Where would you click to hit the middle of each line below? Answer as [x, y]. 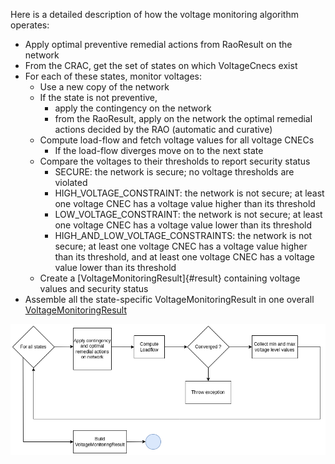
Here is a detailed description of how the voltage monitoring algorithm [154, 14]
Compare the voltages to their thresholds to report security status [175, 161]
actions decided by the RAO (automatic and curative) [163, 129]
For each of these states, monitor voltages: [113, 76]
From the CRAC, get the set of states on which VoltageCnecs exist [161, 65]
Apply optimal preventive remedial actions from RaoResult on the [158, 44]
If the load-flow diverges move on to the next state [159, 150]
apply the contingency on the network [133, 108]
